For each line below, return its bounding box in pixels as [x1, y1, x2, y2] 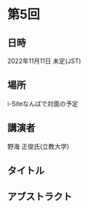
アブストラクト [7, 191, 73, 203]
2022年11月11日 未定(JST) [7, 57, 82, 65]
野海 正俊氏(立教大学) [7, 142, 70, 150]
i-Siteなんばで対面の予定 [7, 99, 79, 108]
